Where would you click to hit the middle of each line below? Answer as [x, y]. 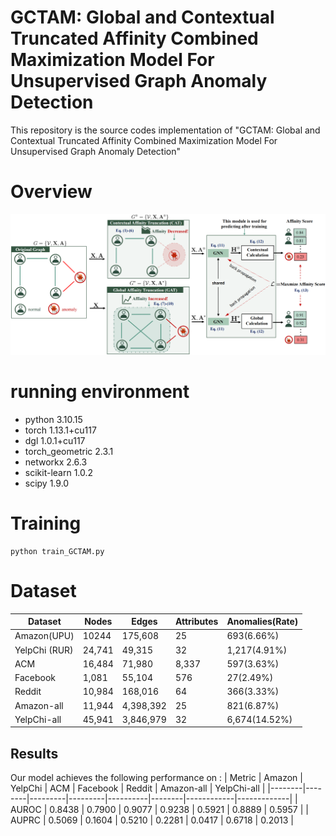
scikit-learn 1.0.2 [59, 472]
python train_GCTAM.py [57, 551]
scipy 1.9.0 [47, 483]
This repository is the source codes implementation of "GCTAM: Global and [165, 130]
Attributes [196, 622]
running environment [100, 391]
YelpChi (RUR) [44, 650]
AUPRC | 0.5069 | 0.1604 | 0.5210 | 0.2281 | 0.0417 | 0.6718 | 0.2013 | [152, 820]
